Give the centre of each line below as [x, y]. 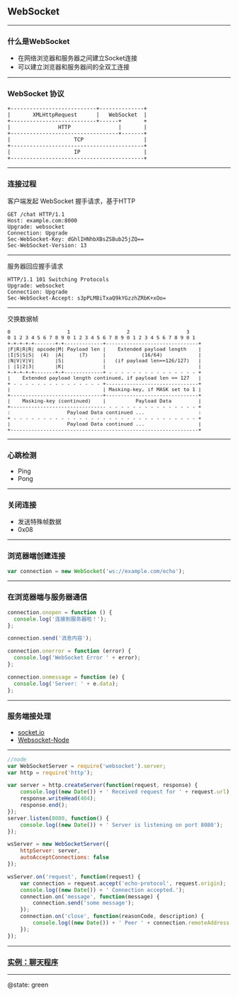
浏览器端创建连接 [36, 556]
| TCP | [77, 140]
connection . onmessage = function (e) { [66, 677]
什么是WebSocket [39, 41]
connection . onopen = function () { [60, 612]
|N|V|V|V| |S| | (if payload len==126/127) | [104, 361]
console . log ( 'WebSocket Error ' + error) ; [77, 658]
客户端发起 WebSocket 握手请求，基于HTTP [72, 200]
